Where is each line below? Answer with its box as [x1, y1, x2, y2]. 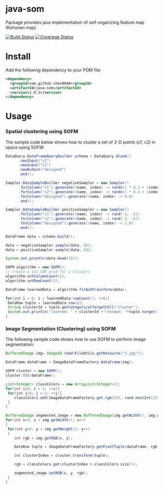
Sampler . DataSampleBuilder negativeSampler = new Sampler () [5, 180, 130, 185]
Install [5, 51, 31, 62]
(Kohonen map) [5, 24, 37, 30]
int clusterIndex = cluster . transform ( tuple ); [14, 453, 110, 458]
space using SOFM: [5, 144, 45, 150]
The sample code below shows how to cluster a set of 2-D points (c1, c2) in [5, 139, 156, 145]
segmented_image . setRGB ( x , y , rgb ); [14, 471, 89, 476]
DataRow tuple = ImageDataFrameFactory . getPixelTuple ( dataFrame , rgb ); [14, 444, 162, 449]
